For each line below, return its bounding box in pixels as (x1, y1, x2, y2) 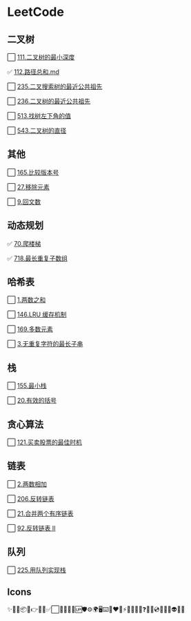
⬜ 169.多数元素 (7, 325, 54, 334)
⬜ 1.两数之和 (7, 296, 46, 304)
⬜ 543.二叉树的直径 (7, 126, 67, 135)
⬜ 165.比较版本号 (7, 168, 59, 176)
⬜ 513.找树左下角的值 (7, 112, 71, 120)
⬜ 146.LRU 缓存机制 (7, 310, 67, 318)
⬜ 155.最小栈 (7, 381, 47, 390)
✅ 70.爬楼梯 (7, 239, 41, 247)
